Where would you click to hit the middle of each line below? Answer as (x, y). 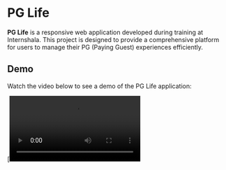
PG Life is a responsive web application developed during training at (105, 32)
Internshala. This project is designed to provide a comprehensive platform (113, 39)
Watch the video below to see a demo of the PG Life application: (99, 86)
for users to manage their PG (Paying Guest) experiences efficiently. (105, 47)
